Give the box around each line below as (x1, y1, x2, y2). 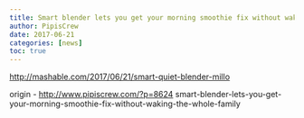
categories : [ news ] (9, 38, 83, 48)
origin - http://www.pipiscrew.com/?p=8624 (9, 89, 174, 100)
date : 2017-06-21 (9, 30, 75, 39)
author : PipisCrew (9, 22, 79, 31)
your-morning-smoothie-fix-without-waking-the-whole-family (9, 98, 242, 109)
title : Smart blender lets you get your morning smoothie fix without (9, 13, 281, 23)
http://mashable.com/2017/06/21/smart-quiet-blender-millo (9, 71, 231, 82)
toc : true (9, 47, 47, 56)
